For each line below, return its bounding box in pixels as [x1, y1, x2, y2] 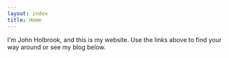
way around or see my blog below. [7, 43, 106, 51]
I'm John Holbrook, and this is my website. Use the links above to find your [7, 35, 222, 43]
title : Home [7, 17, 42, 23]
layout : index [7, 10, 49, 17]
